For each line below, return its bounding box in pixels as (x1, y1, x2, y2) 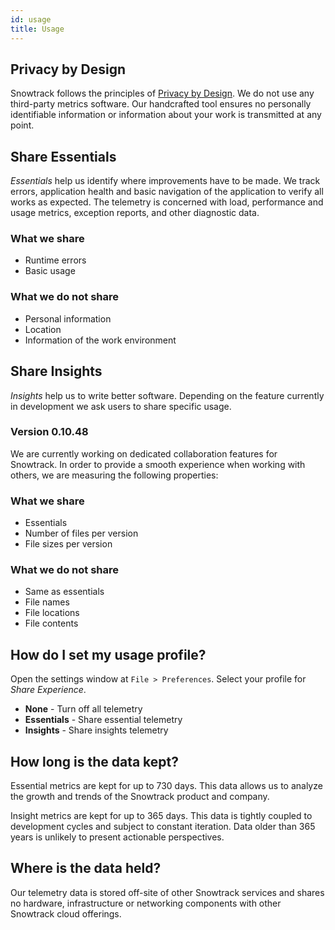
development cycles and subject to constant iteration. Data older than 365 (10, 821, 316, 833)
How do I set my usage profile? (10, 646, 207, 663)
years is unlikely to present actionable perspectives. (10, 831, 225, 843)
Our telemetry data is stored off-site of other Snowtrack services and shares (10, 886, 325, 898)
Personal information (24, 312, 112, 325)
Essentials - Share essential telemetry (24, 714, 183, 726)
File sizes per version (24, 538, 113, 550)
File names (24, 596, 70, 608)
